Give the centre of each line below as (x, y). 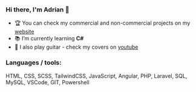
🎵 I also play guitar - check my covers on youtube (76, 47)
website (24, 32)
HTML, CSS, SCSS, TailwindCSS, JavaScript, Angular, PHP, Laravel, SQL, (96, 76)
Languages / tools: (34, 63)
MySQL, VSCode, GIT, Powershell (48, 82)
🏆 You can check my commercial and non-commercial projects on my (102, 23)
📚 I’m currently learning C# (49, 38)
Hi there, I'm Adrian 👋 (38, 10)
